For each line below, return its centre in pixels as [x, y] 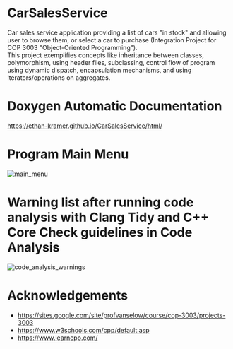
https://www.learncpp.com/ [58, 338]
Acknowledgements [68, 295]
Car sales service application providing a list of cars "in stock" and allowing [117, 32]
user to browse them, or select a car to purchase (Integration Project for [112, 40]
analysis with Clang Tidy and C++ [108, 218]
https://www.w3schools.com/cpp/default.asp [83, 330]
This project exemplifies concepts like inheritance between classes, [106, 55]
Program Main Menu [68, 154]
